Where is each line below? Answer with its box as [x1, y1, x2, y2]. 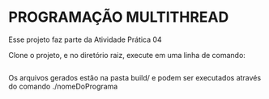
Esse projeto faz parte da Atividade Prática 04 [8, 35, 162, 44]
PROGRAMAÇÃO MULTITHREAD [8, 8, 229, 27]
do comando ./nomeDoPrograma [8, 81, 118, 91]
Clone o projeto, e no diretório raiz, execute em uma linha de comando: [8, 50, 246, 60]
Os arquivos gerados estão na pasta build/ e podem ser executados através [8, 72, 262, 82]
